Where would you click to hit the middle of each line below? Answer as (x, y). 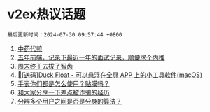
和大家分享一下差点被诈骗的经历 (63, 92)
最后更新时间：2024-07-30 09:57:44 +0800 (65, 35)
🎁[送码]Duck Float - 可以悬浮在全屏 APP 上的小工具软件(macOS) (110, 75)
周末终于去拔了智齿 (45, 66)
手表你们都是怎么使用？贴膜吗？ (63, 83)
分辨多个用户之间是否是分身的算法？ (70, 101)
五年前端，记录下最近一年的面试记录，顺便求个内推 (91, 57)
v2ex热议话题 (47, 14)
